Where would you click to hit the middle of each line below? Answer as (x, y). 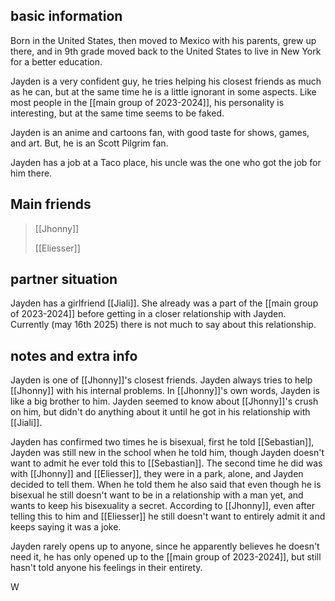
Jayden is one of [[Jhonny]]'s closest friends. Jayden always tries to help (161, 380)
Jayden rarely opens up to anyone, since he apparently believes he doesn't (165, 546)
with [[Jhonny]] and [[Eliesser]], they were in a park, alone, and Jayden (157, 474)
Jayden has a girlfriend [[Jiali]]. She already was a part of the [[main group (164, 303)
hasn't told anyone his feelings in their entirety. (106, 568)
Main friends (51, 204)
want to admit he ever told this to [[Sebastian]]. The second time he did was (166, 463)
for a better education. (56, 61)
